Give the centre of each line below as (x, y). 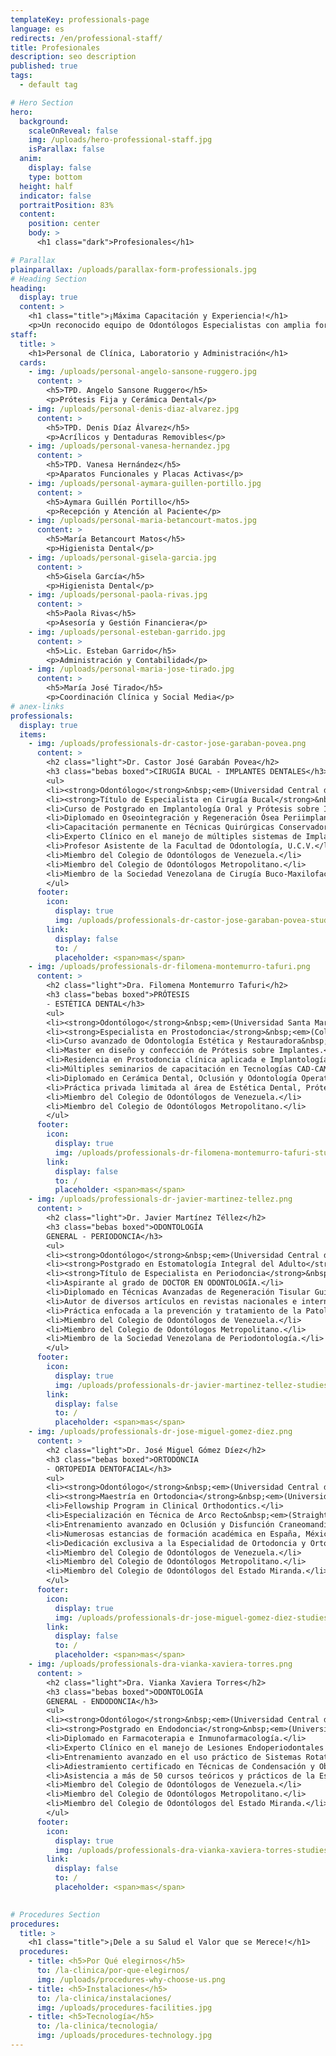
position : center (64, 224)
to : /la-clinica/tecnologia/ (97, 2026)
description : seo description (73, 57)
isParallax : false (66, 149)
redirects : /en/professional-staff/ (86, 38)
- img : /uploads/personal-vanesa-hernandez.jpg (129, 446)
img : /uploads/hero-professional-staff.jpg (120, 140)
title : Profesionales (55, 47)
